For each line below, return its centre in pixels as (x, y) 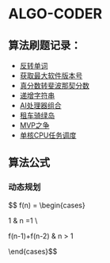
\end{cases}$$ (33, 251)
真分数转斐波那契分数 (54, 85)
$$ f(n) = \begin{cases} (47, 205)
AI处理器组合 (40, 105)
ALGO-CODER (55, 14)
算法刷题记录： (45, 45)
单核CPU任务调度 (48, 135)
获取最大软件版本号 (51, 75)
